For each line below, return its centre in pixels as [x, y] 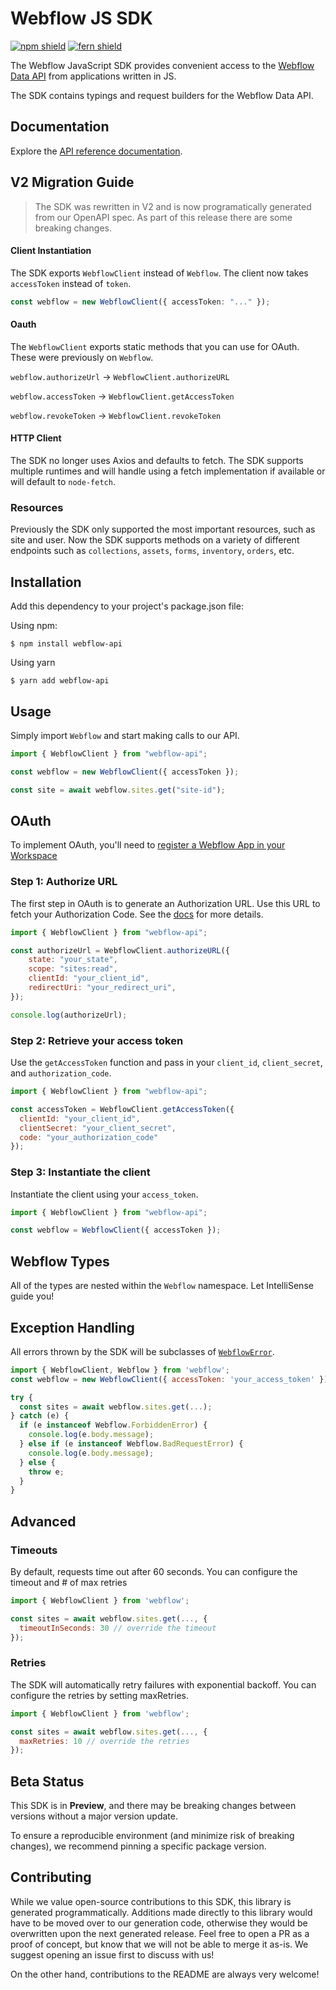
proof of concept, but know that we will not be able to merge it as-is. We [159, 1944]
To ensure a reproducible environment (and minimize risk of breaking [152, 1836]
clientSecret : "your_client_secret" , [98, 1128]
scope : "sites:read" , [73, 969]
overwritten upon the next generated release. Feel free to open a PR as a [160, 1933]
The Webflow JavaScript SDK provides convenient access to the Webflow [162, 65]
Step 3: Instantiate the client [80, 1172]
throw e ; [46, 1472]
